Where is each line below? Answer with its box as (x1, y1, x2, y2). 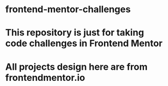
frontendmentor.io (5, 72, 86, 83)
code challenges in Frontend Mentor (5, 38, 163, 49)
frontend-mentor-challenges (5, 4, 131, 15)
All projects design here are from (5, 61, 148, 72)
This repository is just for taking (5, 27, 144, 39)
